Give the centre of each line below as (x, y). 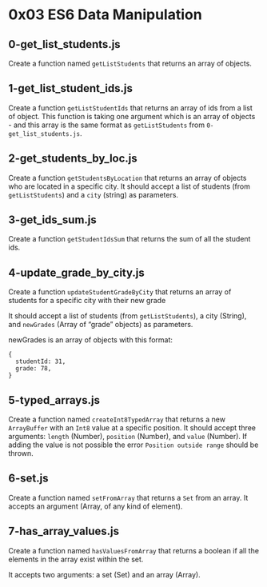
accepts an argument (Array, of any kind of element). (96, 506)
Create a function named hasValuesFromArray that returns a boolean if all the (134, 550)
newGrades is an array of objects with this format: (91, 340)
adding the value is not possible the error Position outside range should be (133, 445)
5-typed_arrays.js (54, 400)
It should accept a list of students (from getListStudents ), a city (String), (128, 316)
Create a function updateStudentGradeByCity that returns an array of (120, 292)
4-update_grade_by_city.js (77, 272)
